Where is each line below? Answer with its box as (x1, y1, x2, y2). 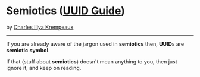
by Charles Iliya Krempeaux (6, 24, 74, 31)
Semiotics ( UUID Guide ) (6, 4, 125, 18)
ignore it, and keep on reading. (6, 64, 82, 71)
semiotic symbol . (6, 46, 50, 53)
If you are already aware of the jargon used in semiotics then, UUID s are (6, 40, 185, 48)
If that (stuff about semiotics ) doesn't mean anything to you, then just (6, 58, 177, 65)
